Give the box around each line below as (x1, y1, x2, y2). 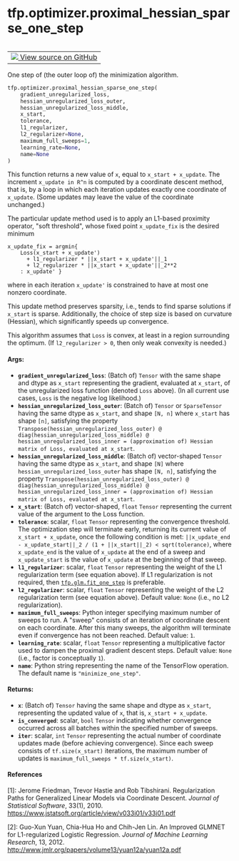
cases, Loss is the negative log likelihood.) (17, 394, 141, 402)
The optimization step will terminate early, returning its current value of (17, 524, 227, 533)
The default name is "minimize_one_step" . (17, 668, 141, 677)
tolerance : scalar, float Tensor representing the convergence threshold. (17, 517, 230, 526)
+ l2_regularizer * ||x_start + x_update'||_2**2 (26, 262, 177, 269)
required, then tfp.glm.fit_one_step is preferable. (17, 578, 166, 586)
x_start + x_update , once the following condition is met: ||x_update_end (17, 532, 230, 541)
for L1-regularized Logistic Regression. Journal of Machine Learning (7, 830, 208, 839)
